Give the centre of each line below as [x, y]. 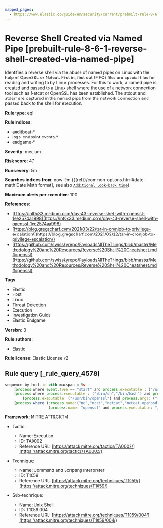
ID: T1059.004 [33, 509]
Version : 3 [16, 330]
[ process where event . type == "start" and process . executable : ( [82, 390]
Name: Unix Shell [37, 505]
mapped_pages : [19, 10]
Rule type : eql [19, 113]
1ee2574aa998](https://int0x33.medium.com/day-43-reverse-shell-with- [85, 219]
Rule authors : [19, 339]
